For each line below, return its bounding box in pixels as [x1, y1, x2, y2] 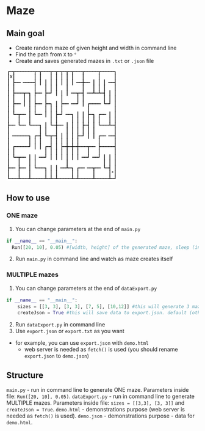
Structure [6, 370, 44, 380]
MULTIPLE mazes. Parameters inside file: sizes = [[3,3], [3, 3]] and [6, 399, 185, 407]
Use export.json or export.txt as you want [15, 328, 125, 335]
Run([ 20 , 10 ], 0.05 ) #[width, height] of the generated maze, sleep [12, 244, 190, 251]
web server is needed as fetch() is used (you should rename [24, 346, 178, 353]
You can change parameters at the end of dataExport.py [15, 284, 157, 292]
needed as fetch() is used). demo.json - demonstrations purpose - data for [6, 412, 195, 419]
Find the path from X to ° [15, 51, 77, 58]
